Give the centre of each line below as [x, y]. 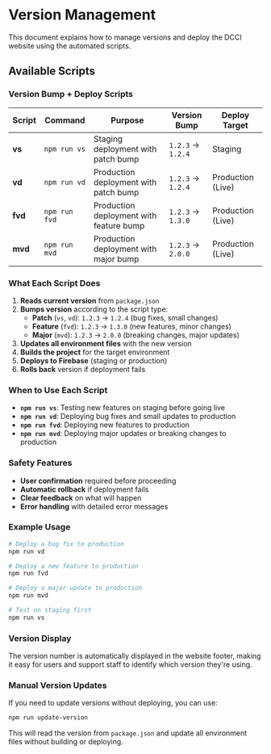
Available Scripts [52, 71]
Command [65, 120]
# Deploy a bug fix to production [67, 544]
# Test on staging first [50, 610]
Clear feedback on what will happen [81, 497]
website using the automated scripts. [70, 45]
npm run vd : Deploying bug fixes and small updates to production [128, 417]
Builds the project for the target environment [95, 352]
